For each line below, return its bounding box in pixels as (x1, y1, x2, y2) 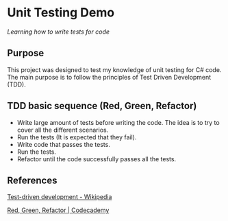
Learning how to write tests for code (7, 27, 110, 36)
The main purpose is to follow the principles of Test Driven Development (7, 73, 212, 81)
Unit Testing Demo (7, 5, 115, 21)
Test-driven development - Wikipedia (7, 193, 112, 201)
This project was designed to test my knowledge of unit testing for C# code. (7, 65, 222, 73)
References (7, 174, 58, 186)
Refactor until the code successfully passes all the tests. (16, 154, 177, 163)
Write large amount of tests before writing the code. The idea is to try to (16, 118, 220, 126)
